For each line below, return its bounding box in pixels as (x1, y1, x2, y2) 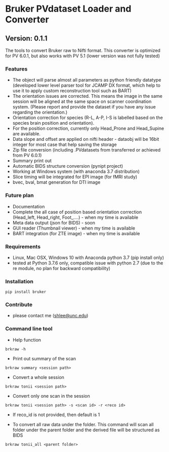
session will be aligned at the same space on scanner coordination (12, 98, 152, 104)
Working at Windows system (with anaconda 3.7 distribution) (12, 168, 140, 175)
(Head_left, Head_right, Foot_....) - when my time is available (12, 214, 139, 220)
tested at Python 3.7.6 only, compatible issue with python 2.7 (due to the (12, 259, 163, 266)
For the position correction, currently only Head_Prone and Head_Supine (12, 125, 164, 132)
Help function (12, 336, 41, 343)
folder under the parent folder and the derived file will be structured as (12, 427, 160, 433)
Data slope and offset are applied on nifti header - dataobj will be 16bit (12, 136, 159, 142)
